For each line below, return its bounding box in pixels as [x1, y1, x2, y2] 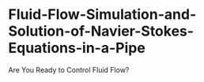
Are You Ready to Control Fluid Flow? [8, 65, 130, 74]
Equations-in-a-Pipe [8, 39, 146, 57]
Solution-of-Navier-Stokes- [8, 22, 195, 40]
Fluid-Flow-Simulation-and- [8, 6, 197, 24]
